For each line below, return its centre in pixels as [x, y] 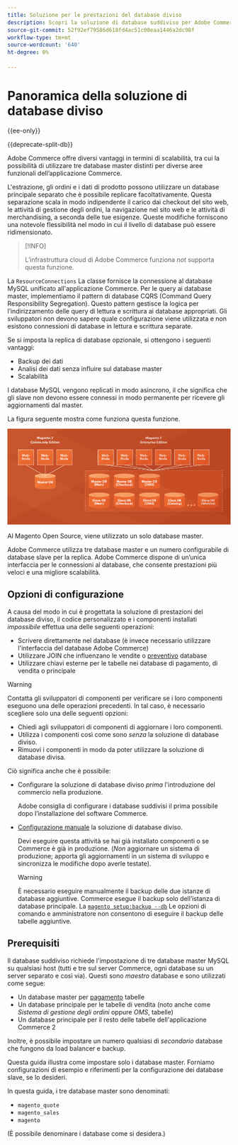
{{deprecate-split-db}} [40, 144]
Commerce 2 [36, 1027]
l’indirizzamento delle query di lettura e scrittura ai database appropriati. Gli [117, 311]
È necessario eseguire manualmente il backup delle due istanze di [114, 891]
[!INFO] [35, 245]
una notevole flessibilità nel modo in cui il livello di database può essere [112, 224]
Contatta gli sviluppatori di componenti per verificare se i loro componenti [115, 698]
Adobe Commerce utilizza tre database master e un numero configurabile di [118, 549]
